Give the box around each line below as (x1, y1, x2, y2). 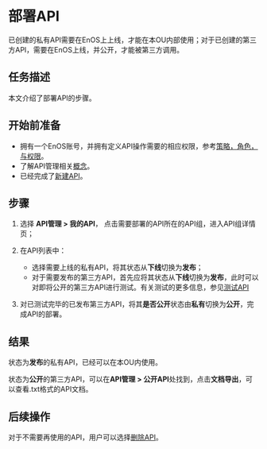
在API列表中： (19, 246, 67, 255)
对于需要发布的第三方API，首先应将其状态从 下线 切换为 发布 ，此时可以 (31, 273, 259, 282)
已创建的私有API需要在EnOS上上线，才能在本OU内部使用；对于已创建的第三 (8, 35, 257, 45)
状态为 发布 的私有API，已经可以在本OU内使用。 (8, 358, 163, 367)
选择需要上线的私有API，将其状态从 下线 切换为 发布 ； (31, 263, 203, 273)
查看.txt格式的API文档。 (14, 385, 93, 394)
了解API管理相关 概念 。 (19, 161, 95, 171)
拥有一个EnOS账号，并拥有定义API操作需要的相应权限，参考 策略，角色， (19, 141, 258, 151)
